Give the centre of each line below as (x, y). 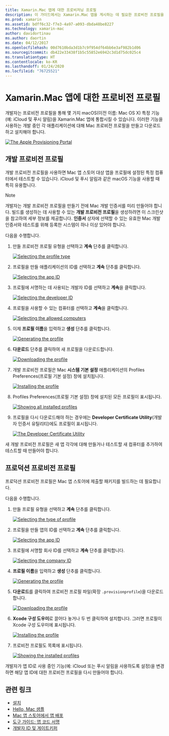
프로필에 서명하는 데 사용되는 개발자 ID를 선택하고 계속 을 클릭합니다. (79, 287)
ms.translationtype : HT (30, 57)
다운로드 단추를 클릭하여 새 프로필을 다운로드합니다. (63, 349)
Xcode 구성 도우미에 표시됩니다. (44, 624)
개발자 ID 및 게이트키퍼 (35, 728)
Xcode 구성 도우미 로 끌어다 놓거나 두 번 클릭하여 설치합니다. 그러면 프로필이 (87, 618)
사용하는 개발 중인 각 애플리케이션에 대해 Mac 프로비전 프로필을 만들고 (74, 125)
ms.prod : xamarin (23, 19)
